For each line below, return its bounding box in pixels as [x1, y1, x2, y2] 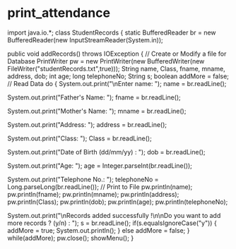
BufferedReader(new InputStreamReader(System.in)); [7, 35, 164, 44]
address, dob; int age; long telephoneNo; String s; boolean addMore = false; [7, 72, 230, 80]
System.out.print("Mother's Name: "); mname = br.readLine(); [7, 107, 187, 115]
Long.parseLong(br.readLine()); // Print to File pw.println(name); [7, 182, 193, 191]
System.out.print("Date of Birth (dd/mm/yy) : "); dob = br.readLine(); [7, 147, 206, 156]
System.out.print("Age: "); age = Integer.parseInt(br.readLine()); [7, 161, 193, 170]
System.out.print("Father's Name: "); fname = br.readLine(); [7, 93, 182, 102]
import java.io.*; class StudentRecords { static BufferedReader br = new [7, 28, 217, 37]
